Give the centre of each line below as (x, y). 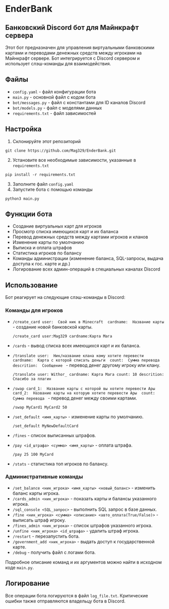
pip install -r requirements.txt (40, 175)
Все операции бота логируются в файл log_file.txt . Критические (77, 595)
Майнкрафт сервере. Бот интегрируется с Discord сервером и (73, 58)
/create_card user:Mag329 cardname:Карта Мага (62, 336)
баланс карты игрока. (36, 493)
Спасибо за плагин (32, 379)
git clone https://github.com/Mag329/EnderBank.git (61, 150)
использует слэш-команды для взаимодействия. (58, 63)
